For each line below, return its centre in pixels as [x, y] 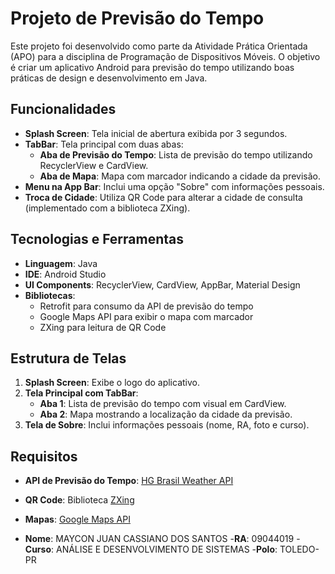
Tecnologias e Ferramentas [97, 239]
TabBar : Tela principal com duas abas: [104, 144]
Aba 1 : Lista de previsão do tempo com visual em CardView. [163, 404]
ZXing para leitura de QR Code [103, 327]
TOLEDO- [299, 549]
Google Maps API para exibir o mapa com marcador [146, 316]
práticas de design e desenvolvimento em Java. [109, 78]
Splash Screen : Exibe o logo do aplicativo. [112, 383]
